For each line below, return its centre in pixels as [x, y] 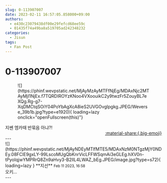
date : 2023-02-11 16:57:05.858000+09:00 [48, 14]
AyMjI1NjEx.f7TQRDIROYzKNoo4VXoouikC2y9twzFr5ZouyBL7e [82, 96]
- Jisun [18, 38]
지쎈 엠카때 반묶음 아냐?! [29, 127]
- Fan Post [21, 47]
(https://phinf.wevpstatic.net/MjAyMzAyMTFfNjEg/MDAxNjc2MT [83, 91]
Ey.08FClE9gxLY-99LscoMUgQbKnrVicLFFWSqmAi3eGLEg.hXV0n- [75, 154]
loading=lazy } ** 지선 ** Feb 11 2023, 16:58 [45, 166]
